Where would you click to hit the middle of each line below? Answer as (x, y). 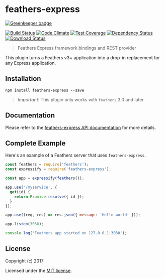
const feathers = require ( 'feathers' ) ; (47, 165)
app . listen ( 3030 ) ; (24, 224)
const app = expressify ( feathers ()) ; (45, 178)
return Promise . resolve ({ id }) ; (49, 197)
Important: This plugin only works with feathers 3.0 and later (81, 99)
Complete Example (35, 143)
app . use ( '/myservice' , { (31, 187)
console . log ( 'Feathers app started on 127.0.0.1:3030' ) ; (66, 233)
